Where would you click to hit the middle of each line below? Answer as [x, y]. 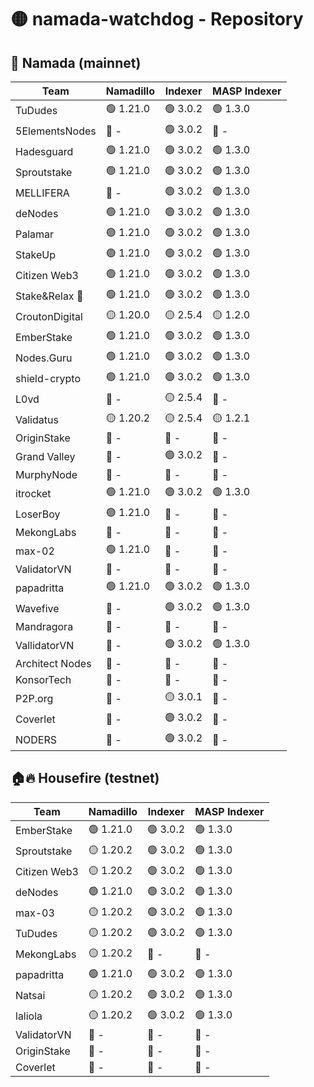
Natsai [30, 996]
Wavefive [37, 608]
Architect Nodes [53, 663]
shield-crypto [48, 378]
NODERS [36, 739]
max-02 [35, 551]
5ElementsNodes [56, 131]
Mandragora [44, 626]
